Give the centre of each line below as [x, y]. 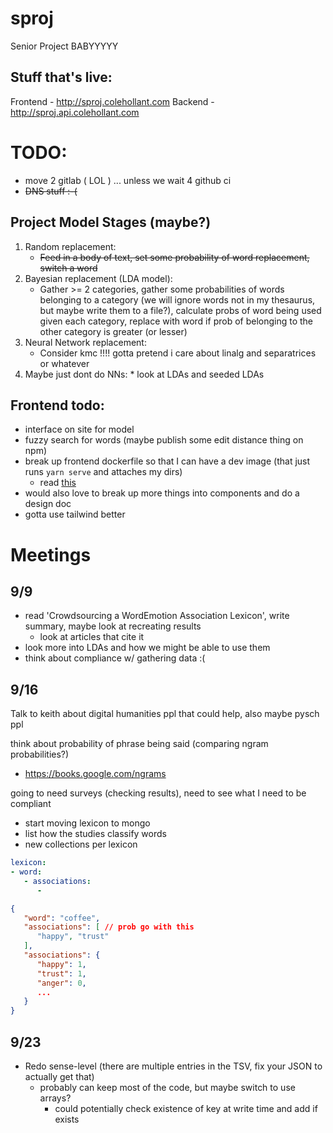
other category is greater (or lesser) [113, 331]
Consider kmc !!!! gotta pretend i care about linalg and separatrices [178, 353]
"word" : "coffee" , [62, 918]
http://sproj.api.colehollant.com [75, 112]
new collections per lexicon [81, 844]
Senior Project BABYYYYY [64, 46]
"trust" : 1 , [61, 973]
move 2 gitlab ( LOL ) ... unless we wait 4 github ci [128, 180]
